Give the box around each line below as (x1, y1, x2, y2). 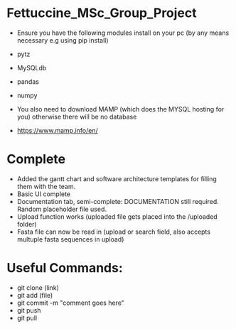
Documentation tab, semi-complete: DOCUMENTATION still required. (16, 197, 220, 205)
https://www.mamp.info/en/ (16, 126, 99, 134)
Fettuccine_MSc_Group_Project (6, 5, 197, 21)
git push (16, 306, 41, 314)
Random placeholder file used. (16, 205, 107, 213)
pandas (16, 77, 40, 86)
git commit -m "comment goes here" (16, 298, 125, 307)
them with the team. (16, 182, 76, 190)
